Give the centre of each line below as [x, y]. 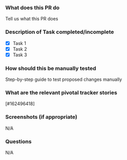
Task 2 [20, 49]
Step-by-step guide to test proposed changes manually [64, 79]
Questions [18, 141]
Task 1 [19, 43]
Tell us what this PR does [32, 19]
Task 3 [20, 55]
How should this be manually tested [51, 68]
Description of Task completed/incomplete [60, 32]
